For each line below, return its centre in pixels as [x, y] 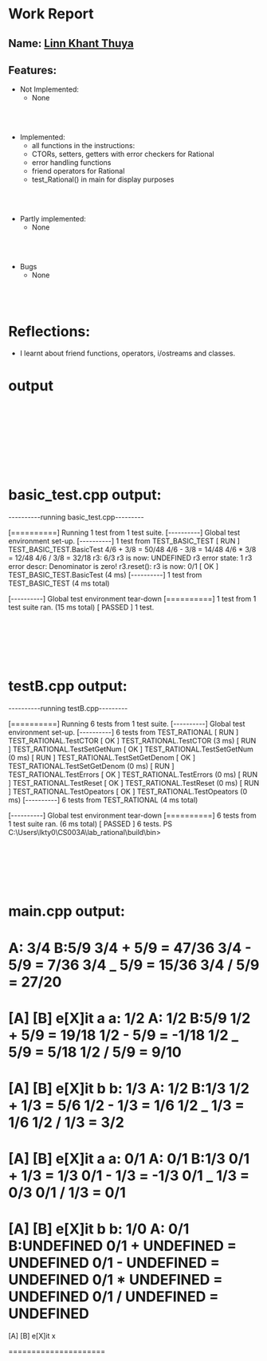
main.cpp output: [67, 911]
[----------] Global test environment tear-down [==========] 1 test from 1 [132, 599]
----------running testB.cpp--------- [68, 708]
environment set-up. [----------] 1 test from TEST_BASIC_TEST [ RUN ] [124, 541]
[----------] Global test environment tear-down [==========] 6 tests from [132, 816]
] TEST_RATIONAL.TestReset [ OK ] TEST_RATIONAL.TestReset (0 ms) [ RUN [134, 783]
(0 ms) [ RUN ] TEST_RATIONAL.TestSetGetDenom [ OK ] [102, 758]
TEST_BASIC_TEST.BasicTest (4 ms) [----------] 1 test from [105, 575]
